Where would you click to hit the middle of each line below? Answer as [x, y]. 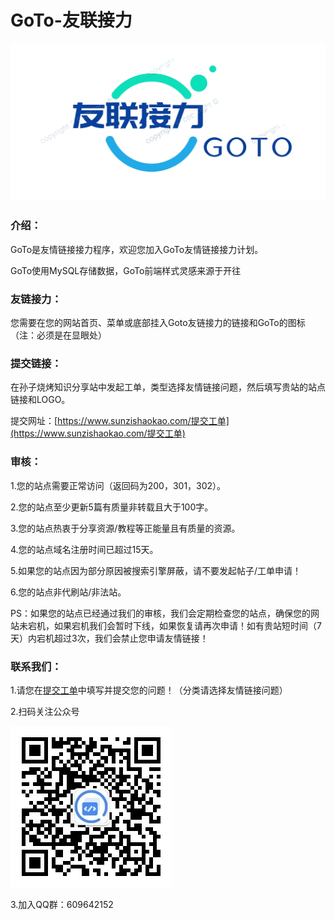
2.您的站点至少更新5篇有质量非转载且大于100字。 [112, 507]
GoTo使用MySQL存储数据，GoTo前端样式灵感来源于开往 [126, 270]
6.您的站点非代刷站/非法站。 [68, 592]
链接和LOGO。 [40, 400]
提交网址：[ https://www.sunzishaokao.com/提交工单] [120, 421]
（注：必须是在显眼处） [58, 335]
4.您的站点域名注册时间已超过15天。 [84, 549]
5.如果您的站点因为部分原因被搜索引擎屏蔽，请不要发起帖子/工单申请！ [156, 570]
